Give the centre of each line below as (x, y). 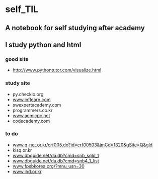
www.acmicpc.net (31, 115)
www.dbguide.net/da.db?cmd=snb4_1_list (56, 161)
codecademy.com (31, 121)
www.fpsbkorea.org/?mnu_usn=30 (48, 166)
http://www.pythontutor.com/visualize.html (57, 70)
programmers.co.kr (32, 110)
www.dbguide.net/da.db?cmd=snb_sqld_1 (56, 155)
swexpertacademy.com (37, 105)
